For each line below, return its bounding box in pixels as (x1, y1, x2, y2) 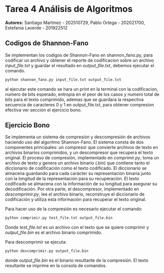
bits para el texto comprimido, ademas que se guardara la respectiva (5, 97, 144, 102)
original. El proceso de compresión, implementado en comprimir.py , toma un (5, 155, 159, 161)
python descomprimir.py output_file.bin (5, 248, 89, 253)
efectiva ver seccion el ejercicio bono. (5, 107, 82, 113)
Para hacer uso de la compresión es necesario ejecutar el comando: (5, 206, 143, 212)
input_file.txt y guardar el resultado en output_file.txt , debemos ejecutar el (5, 62, 154, 68)
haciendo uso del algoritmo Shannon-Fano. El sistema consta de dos (5, 139, 144, 145)
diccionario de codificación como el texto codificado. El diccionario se (5, 165, 147, 171)
